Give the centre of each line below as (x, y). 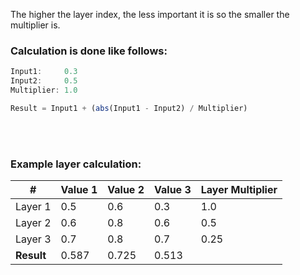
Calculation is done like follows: (89, 51)
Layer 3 (33, 239)
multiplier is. (35, 25)
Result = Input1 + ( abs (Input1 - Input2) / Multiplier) (129, 108)
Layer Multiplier (239, 190)
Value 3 (173, 190)
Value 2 (126, 190)
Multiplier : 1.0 (44, 90)
